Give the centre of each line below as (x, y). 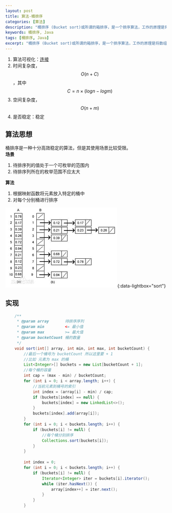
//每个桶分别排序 (58, 435)
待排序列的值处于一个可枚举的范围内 (51, 165)
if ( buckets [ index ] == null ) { (66, 397)
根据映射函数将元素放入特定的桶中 (49, 193)
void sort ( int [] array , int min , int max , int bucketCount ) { (82, 348)
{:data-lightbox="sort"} (142, 286)
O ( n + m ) (90, 108)
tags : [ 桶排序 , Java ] (27, 38)
